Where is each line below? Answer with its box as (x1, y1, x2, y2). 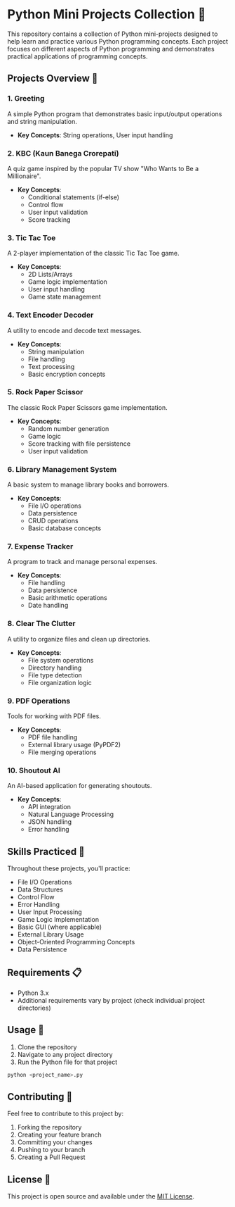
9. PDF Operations (7, 696, 71, 706)
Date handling (27, 601, 69, 610)
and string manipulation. (7, 117, 77, 125)
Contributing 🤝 (7, 1091, 73, 1103)
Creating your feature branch (17, 1130, 102, 1139)
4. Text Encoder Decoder (7, 310, 94, 320)
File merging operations (27, 748, 97, 756)
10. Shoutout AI (7, 765, 61, 775)
